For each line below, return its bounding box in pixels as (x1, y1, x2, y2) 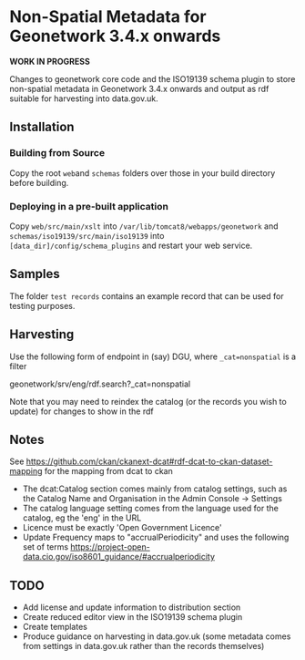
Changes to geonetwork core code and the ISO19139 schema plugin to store (9, 73, 296, 84)
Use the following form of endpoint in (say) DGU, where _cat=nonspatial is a (9, 351, 297, 362)
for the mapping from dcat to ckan (44, 466, 173, 477)
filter (9, 360, 27, 371)
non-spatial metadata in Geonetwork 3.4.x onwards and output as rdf (9, 83, 269, 94)
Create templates (22, 622, 88, 633)
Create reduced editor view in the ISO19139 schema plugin (22, 612, 243, 623)
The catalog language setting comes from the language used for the (22, 503, 280, 514)
